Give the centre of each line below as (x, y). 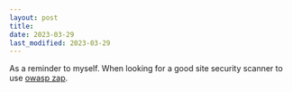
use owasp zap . (39, 78)
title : (22, 26)
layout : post (34, 18)
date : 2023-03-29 (42, 34)
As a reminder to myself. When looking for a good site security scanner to (146, 69)
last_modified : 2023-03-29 (60, 43)
